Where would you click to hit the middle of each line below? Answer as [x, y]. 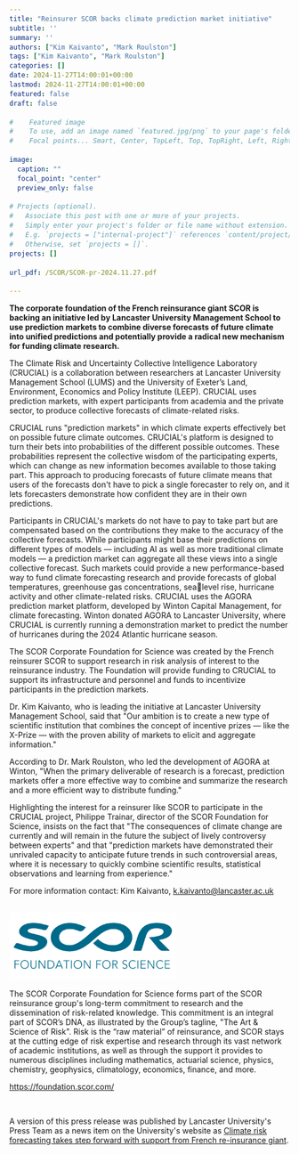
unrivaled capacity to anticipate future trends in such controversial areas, [143, 855]
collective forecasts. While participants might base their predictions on [139, 540]
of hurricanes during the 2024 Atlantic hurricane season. [113, 634]
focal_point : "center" [59, 178]
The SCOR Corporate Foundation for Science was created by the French [141, 652]
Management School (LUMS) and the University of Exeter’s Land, [129, 382]
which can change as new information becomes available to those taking [143, 466]
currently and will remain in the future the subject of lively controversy [138, 836]
